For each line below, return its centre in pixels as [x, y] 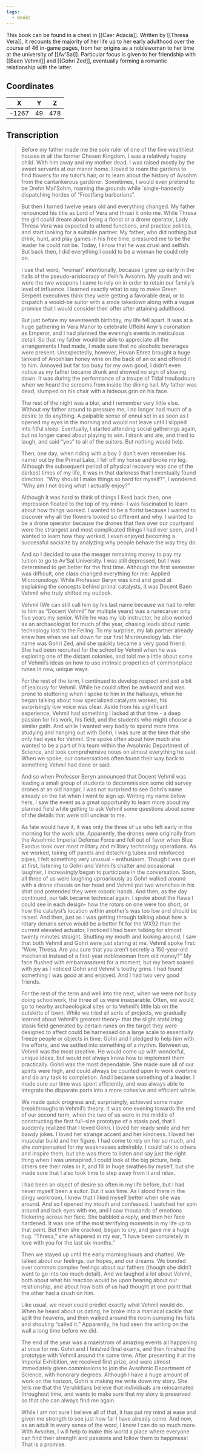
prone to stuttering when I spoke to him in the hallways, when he [102, 694]
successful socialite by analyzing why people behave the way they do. [109, 543]
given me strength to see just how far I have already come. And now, [107, 1419]
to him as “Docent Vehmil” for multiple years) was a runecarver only [106, 611]
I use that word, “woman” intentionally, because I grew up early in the [108, 270]
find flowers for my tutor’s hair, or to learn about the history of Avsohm [109, 175]
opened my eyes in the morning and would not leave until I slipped [104, 422]
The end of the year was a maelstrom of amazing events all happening [109, 1342]
